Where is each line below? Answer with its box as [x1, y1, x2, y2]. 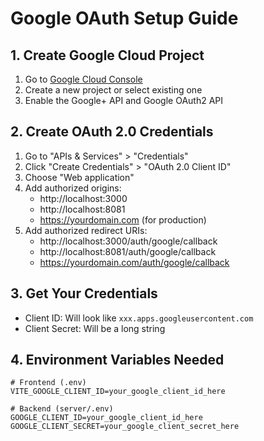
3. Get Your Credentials [10, 285, 158, 302]
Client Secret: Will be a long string [24, 322, 166, 334]
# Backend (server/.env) [10, 404, 114, 414]
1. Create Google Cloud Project [10, 47, 205, 64]
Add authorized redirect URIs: [24, 224, 148, 236]
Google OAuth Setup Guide [10, 7, 239, 30]
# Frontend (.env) [10, 378, 87, 388]
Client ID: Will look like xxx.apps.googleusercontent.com [24, 312, 254, 324]
